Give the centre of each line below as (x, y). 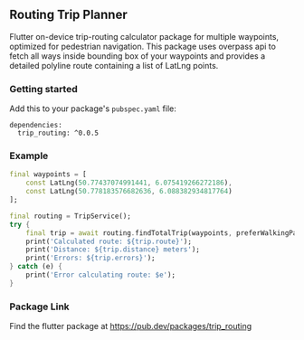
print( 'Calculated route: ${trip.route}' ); (109, 241)
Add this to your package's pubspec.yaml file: (93, 109)
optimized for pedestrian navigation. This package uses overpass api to (142, 46)
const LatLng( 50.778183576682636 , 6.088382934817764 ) (129, 192)
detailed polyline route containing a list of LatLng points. (114, 65)
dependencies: (36, 126)
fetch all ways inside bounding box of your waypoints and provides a (138, 56)
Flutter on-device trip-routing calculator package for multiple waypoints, (144, 36)
